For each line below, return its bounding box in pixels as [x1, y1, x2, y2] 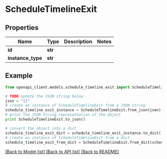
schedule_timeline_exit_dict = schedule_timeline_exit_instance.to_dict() [5, 131, 164, 136]
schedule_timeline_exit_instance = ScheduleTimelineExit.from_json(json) [5, 108, 162, 113]
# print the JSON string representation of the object [5, 112, 121, 118]
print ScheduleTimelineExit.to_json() [5, 117, 85, 122]
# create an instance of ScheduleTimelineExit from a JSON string [5, 103, 146, 108]
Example [5, 71, 33, 80]
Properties [5, 23, 39, 32]
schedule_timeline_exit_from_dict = [5, 140, 81, 145]
